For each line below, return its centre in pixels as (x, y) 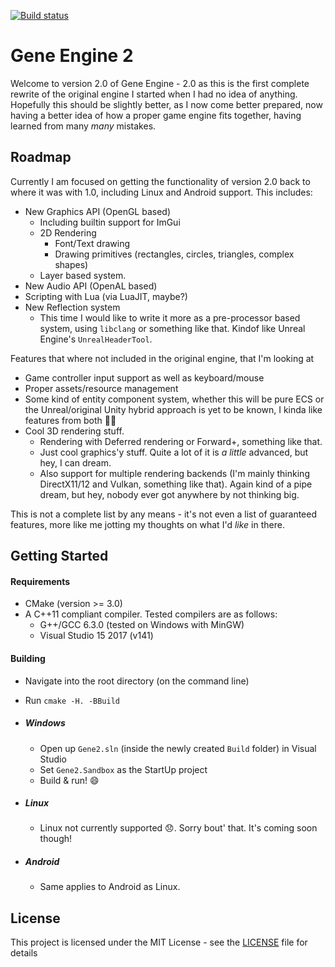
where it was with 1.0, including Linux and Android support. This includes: (161, 192)
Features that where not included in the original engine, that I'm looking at (162, 358)
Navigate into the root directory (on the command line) (137, 681)
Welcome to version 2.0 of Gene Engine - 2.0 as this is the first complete (160, 83)
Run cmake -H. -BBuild (72, 700)
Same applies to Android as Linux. (110, 887)
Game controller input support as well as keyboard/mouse (144, 377)
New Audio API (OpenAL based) (91, 286)
